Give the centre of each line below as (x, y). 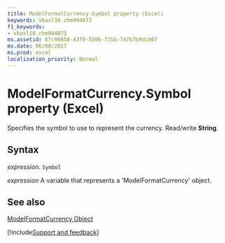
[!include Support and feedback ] (53, 233)
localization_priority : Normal (53, 59)
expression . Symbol (34, 167)
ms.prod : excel (29, 53)
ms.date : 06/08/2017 (37, 46)
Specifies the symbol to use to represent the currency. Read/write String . (113, 128)
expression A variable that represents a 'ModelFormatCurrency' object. (109, 180)
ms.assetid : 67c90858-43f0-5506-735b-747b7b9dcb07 (82, 40)
